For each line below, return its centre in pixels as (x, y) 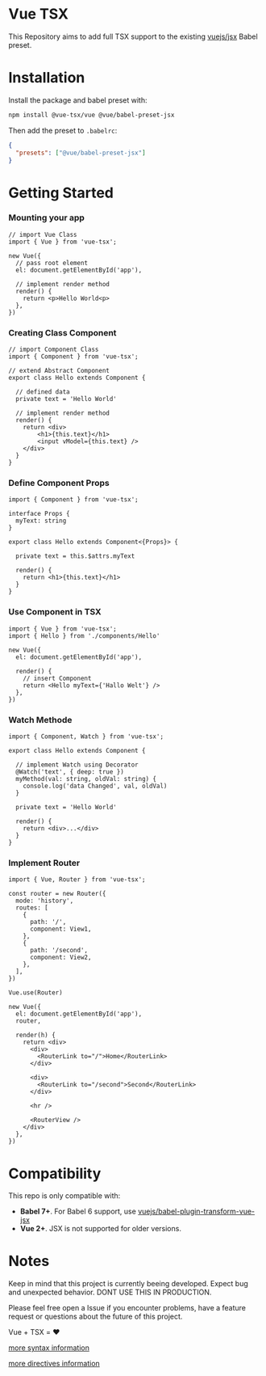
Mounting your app (46, 217)
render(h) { (36, 1036)
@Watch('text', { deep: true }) (70, 772)
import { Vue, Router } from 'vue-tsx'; (77, 880)
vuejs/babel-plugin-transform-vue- (197, 1211)
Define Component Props (59, 483)
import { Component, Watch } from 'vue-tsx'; (86, 737)
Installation (47, 78)
